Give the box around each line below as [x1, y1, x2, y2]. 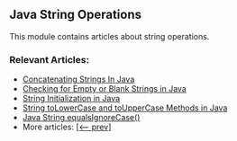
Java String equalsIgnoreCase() [22, 112, 141, 123]
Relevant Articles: [9, 53, 90, 66]
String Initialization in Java [22, 93, 121, 104]
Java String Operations [9, 7, 142, 22]
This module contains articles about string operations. [9, 31, 210, 41]
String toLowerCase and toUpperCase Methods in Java [22, 102, 228, 113]
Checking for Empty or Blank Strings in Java [22, 84, 187, 94]
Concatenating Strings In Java [22, 74, 135, 84]
